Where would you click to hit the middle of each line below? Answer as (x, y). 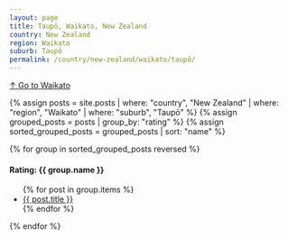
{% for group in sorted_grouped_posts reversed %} (105, 149)
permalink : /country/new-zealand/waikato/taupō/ (102, 60)
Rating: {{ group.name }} (57, 170)
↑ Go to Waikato (40, 85)
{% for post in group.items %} (78, 189)
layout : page (34, 18)
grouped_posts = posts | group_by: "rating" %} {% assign (116, 122)
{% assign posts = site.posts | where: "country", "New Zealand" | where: (144, 103)
